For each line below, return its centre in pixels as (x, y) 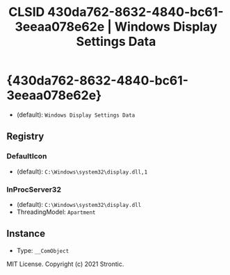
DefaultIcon (27, 156)
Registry (25, 136)
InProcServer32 (34, 190)
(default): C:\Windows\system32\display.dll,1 (82, 172)
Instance (26, 234)
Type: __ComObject (43, 250)
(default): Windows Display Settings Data (76, 115)
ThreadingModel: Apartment (56, 212)
